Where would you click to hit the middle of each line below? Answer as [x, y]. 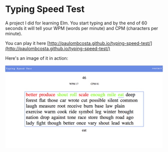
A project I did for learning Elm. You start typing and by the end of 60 [76, 23]
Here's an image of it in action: [37, 58]
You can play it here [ [27, 43]
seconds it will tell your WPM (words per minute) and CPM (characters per [82, 28]
